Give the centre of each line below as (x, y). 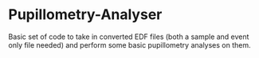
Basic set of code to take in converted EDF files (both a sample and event (129, 37)
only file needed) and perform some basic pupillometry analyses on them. (129, 44)
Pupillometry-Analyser (85, 15)
